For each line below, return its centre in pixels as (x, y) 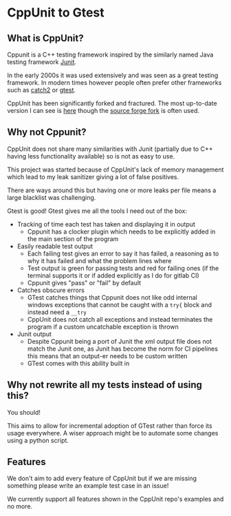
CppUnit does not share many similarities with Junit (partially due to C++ (110, 149)
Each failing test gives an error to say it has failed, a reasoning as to (123, 254)
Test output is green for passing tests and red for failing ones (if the (123, 268)
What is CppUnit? (45, 38)
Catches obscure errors (51, 290)
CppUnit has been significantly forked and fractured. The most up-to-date (112, 103)
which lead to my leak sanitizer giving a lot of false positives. (93, 176)
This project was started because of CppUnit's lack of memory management (115, 169)
